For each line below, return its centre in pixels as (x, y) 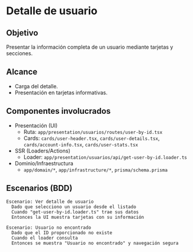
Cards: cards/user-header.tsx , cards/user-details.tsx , (91, 138)
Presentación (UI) (36, 125)
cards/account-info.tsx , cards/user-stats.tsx (81, 144)
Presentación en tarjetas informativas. (61, 92)
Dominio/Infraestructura (44, 163)
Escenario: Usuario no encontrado (49, 228)
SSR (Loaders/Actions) (43, 151)
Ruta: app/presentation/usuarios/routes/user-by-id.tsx (93, 132)
